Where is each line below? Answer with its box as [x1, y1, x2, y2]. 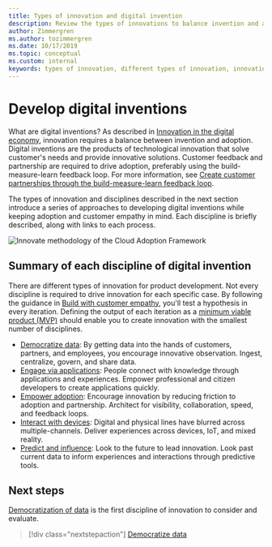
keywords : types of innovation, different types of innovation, [8, 65, 230, 73]
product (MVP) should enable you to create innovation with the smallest [8, 315, 248, 325]
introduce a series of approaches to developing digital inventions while [8, 202, 244, 212]
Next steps [8, 484, 65, 497]
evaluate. [8, 514, 39, 523]
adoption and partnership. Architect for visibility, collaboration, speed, [19, 399, 253, 410]
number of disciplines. [8, 324, 83, 334]
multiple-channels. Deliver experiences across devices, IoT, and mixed [19, 425, 257, 435]
